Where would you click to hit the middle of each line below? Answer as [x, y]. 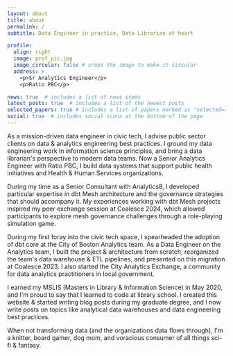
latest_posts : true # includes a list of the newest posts [96, 104]
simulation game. [32, 223]
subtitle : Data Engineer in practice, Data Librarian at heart [101, 33]
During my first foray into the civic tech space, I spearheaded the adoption [114, 236]
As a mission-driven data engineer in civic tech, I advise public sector [106, 136]
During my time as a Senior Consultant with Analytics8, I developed [103, 186]
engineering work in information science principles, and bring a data [105, 151]
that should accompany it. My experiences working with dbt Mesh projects [114, 201]
